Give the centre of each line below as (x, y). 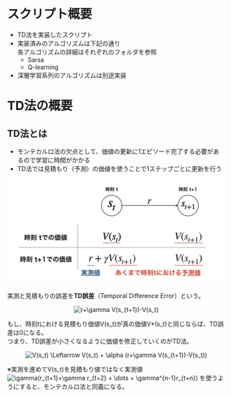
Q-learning (43, 67)
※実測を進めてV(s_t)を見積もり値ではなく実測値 (75, 369)
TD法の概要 (40, 106)
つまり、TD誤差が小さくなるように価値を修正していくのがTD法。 (100, 341)
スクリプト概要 (50, 14)
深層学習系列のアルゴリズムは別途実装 (72, 75)
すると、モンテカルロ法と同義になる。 (74, 387)
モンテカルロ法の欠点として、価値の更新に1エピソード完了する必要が (115, 151)
